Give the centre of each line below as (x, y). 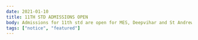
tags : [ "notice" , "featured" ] (43, 28)
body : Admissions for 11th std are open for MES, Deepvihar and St (91, 22)
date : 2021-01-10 (27, 11)
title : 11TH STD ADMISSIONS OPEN (47, 17)
